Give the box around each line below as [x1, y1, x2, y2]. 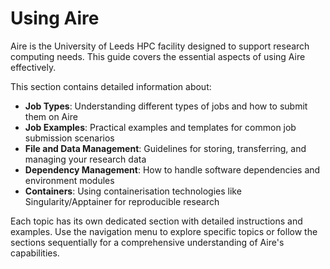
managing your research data [24, 153, 147, 165]
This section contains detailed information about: [10, 80, 212, 92]
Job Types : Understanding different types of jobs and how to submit [24, 100, 308, 112]
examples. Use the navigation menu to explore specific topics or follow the [10, 225, 318, 237]
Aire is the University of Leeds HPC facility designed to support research [10, 40, 310, 52]
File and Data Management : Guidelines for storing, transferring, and [24, 142, 307, 154]
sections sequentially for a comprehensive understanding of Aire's [10, 236, 285, 248]
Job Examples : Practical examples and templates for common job [24, 121, 297, 133]
